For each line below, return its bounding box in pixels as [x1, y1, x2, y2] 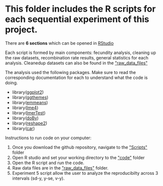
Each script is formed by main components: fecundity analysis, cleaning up [5, 50, 156, 56]
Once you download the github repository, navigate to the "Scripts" [12, 144, 148, 150]
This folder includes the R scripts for [5, 3, 156, 15]
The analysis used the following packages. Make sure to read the [5, 69, 136, 75]
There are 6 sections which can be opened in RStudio [5, 40, 114, 46]
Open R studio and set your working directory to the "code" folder [12, 154, 145, 160]
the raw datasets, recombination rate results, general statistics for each [5, 55, 149, 60]
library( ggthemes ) [12, 94, 49, 100]
